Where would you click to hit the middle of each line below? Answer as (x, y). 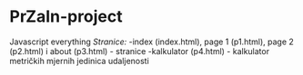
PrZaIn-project (66, 17)
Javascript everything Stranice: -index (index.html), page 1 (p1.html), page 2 (151, 42)
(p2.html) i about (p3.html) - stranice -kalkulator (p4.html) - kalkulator (140, 51)
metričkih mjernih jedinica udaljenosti (80, 61)
